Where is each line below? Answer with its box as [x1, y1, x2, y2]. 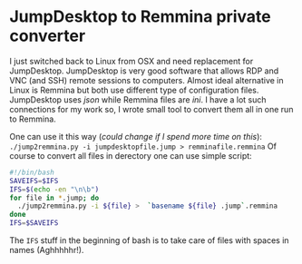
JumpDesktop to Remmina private [9, 6, 271, 27]
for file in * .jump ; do [9, 193, 100, 202]
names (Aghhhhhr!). [9, 245, 84, 256]
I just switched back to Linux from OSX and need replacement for [9, 55, 254, 66]
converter [9, 25, 86, 46]
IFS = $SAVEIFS [9, 219, 59, 228]
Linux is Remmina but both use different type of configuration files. [9, 84, 259, 95]
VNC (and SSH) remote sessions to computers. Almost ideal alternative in [9, 74, 284, 85]
